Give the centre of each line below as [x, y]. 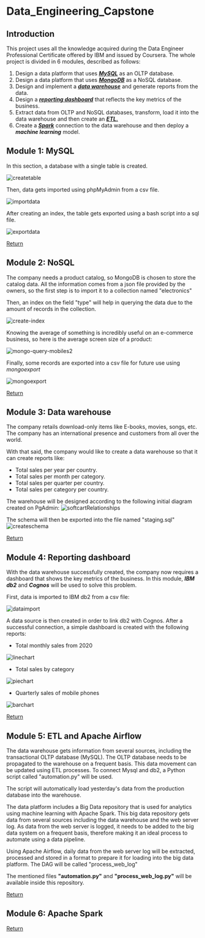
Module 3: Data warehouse [59, 412]
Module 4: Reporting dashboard [68, 557]
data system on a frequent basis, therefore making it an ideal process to [97, 833]
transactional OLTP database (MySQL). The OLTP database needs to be [97, 757]
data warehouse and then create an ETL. [66, 119]
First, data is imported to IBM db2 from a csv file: [68, 597]
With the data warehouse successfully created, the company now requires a [102, 572]
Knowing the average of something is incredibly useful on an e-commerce [100, 332]
